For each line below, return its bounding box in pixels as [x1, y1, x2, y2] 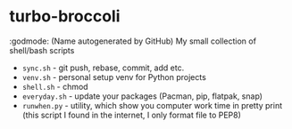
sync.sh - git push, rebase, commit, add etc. [21, 62, 185, 73]
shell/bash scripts [9, 44, 75, 55]
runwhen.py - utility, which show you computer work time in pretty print [21, 100, 283, 110]
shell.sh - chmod [21, 81, 88, 92]
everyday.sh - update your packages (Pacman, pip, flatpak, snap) [21, 91, 263, 101]
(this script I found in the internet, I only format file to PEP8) [21, 109, 241, 120]
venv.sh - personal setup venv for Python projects [21, 71, 207, 82]
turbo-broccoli [9, 6, 121, 27]
